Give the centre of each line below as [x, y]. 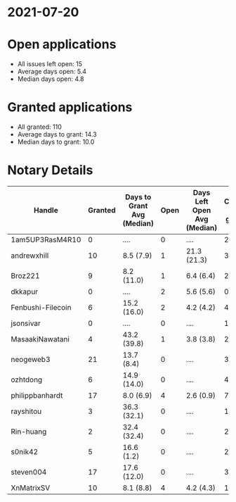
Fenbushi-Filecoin [41, 307]
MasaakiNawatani [40, 339]
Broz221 [25, 276]
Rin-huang [29, 432]
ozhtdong [27, 379]
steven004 [29, 472]
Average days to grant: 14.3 [57, 134]
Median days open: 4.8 [51, 79]
